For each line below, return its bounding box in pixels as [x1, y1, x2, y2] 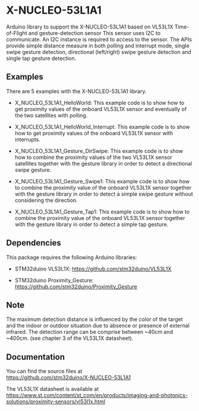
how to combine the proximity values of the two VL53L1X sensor [14, 154, 172, 161]
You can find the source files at [6, 368, 83, 375]
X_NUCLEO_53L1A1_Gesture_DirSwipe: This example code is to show [14, 147, 184, 154]
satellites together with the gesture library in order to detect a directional [14, 160, 192, 167]
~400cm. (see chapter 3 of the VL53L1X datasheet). [6, 334, 134, 342]
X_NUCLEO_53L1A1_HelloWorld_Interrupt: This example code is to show [14, 123, 190, 130]
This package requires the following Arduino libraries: [6, 253, 137, 261]
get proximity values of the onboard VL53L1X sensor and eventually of [14, 105, 187, 113]
